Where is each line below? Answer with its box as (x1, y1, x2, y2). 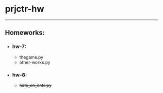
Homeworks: (5, 29, 45, 37)
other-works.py (19, 59, 50, 65)
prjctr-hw (5, 3, 45, 15)
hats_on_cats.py (19, 82, 52, 88)
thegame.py (19, 54, 44, 60)
